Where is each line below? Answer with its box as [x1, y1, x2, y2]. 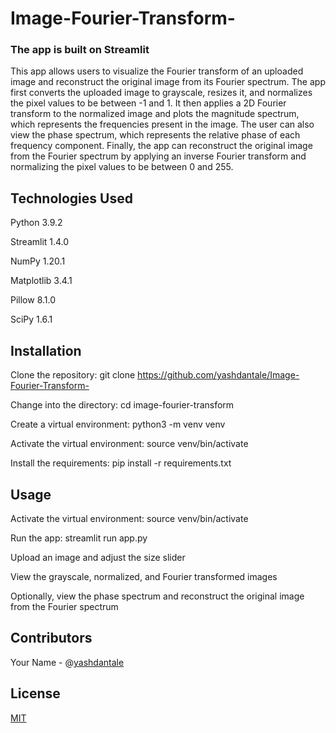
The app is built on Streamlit [10, 43, 150, 57]
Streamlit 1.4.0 [10, 236, 70, 248]
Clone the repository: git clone [10, 369, 136, 381]
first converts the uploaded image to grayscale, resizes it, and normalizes [10, 87, 313, 99]
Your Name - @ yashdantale [10, 656, 125, 668]
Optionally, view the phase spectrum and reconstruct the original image [10, 590, 305, 602]
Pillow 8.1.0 [10, 294, 57, 306]
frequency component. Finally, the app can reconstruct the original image [10, 140, 313, 152]
